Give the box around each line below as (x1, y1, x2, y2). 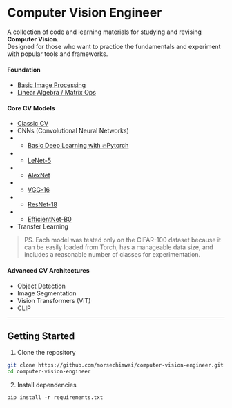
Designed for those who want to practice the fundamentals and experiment (7, 42, 221, 50)
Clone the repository (17, 349, 76, 357)
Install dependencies (17, 381, 77, 389)
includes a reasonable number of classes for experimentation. (23, 251, 201, 259)
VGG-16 (27, 186, 50, 194)
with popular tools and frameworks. (7, 50, 108, 58)
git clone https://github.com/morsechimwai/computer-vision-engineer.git (7, 362, 224, 369)
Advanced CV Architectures (7, 266, 90, 274)
